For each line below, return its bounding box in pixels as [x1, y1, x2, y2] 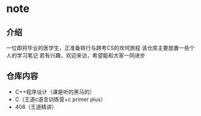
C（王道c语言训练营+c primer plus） [14, 96, 106, 103]
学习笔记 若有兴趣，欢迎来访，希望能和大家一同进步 [16, 52, 145, 59]
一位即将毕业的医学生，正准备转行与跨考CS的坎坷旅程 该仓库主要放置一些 [6, 44, 190, 51]
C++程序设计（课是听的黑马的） [14, 88, 95, 95]
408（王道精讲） [14, 103, 57, 110]
